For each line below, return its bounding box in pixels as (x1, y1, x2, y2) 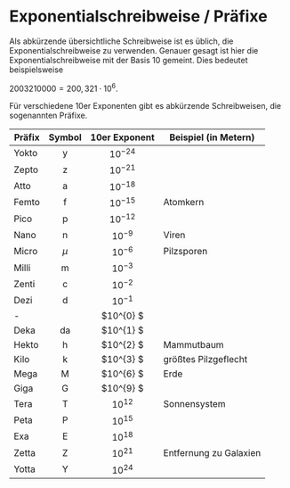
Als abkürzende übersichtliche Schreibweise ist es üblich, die (9, 36, 234, 46)
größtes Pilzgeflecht (163, 352, 247, 365)
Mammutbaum (163, 338, 224, 351)
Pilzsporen (163, 245, 208, 258)
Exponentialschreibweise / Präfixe (9, 6, 269, 27)
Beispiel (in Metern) (168, 131, 255, 144)
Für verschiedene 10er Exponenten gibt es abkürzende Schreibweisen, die (9, 100, 282, 111)
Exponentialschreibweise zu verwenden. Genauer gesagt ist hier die (9, 45, 259, 55)
